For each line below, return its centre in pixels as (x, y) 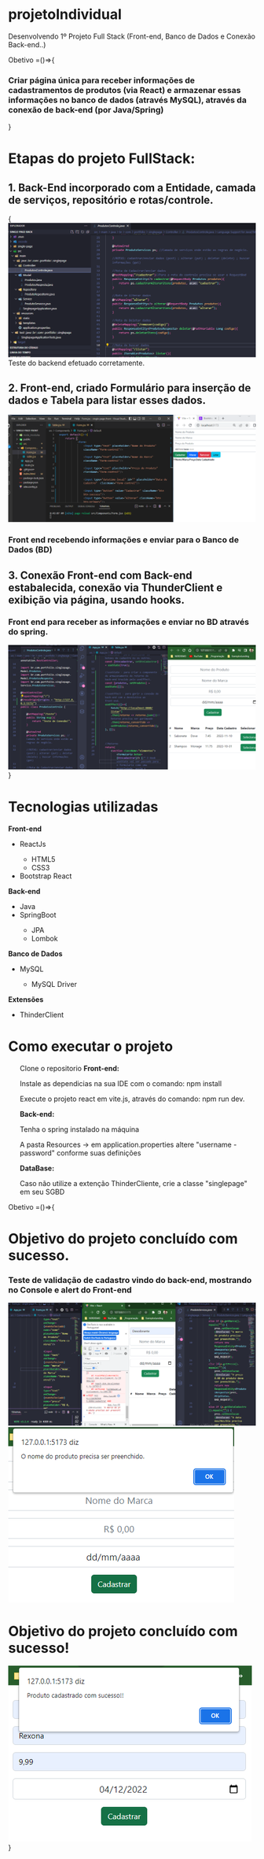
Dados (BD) (30, 550)
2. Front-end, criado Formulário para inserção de (130, 388)
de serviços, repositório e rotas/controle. (111, 200)
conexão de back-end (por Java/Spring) (86, 109)
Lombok (44, 938)
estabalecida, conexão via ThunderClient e (115, 588)
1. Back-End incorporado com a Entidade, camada (132, 188)
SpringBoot (38, 915)
